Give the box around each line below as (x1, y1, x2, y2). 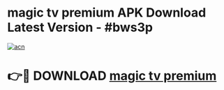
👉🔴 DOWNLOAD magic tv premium (7, 68, 217, 84)
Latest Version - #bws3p (7, 19, 154, 35)
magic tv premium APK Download (7, 5, 207, 21)
